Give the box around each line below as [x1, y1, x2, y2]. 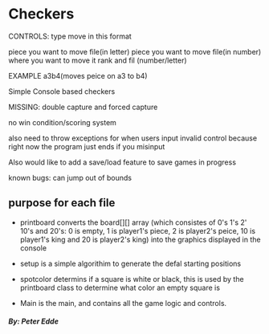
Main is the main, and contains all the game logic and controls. [19, 298, 227, 308]
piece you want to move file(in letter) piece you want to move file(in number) [8, 47, 262, 56]
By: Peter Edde [8, 316, 59, 326]
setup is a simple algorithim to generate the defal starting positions [19, 259, 242, 268]
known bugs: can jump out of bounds [8, 173, 132, 182]
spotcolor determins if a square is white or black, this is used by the [19, 274, 244, 283]
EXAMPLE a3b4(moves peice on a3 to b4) [8, 71, 148, 80]
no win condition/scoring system [8, 117, 116, 127]
